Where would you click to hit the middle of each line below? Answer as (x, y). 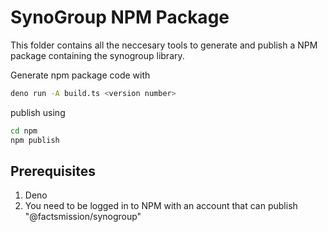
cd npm (24, 131)
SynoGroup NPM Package (120, 17)
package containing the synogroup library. (97, 55)
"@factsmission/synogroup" (83, 217)
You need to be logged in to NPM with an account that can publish (161, 206)
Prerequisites (53, 171)
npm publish (35, 140)
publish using (38, 112)
